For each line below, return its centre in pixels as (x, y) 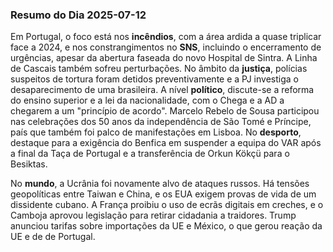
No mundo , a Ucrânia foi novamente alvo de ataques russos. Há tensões (160, 184)
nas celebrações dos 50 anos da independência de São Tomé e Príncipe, (161, 122)
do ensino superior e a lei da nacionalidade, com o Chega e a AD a (147, 100)
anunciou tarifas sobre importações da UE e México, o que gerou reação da (166, 226)
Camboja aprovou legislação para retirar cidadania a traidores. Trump (153, 215)
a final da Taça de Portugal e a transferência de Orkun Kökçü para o (150, 154)
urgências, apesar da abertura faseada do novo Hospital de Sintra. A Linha (164, 58)
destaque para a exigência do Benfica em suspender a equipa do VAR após (166, 143)
